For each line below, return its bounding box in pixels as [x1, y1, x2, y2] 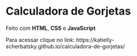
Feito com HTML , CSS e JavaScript [5, 24, 96, 32]
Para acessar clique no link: [5, 36, 75, 43]
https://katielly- [76, 36, 114, 43]
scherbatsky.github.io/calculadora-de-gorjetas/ [5, 43, 125, 50]
